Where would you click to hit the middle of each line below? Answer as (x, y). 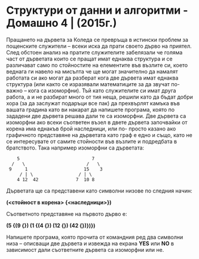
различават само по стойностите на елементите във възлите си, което (97, 65)
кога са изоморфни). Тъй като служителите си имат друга (102, 90)
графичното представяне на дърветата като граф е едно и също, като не (99, 135)
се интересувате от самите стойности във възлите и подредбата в (92, 141)
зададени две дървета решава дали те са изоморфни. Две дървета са (96, 116)
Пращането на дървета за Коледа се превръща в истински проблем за (97, 39)
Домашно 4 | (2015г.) (62, 23)
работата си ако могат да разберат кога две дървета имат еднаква (92, 78)
